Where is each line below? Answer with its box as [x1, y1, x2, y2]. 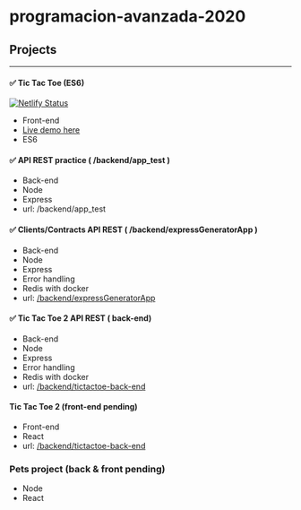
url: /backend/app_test [21, 203, 106, 214]
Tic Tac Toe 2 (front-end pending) [9, 402, 138, 412]
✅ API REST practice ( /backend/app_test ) [9, 154, 170, 165]
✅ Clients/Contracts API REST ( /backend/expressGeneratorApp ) [9, 224, 258, 235]
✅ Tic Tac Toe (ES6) [9, 77, 85, 88]
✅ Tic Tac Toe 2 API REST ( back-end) [9, 313, 152, 324]
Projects [9, 42, 57, 57]
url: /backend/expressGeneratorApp [21, 292, 156, 303]
